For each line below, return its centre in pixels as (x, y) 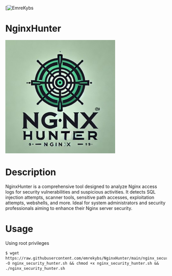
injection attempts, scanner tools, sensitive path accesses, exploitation (80, 197)
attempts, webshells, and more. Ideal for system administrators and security (85, 203)
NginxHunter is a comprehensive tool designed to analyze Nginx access (81, 186)
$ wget (12, 253)
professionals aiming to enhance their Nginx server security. (69, 208)
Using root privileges (27, 243)
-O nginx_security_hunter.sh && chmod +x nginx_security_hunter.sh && (82, 263)
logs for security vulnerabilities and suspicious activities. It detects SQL (81, 192)
